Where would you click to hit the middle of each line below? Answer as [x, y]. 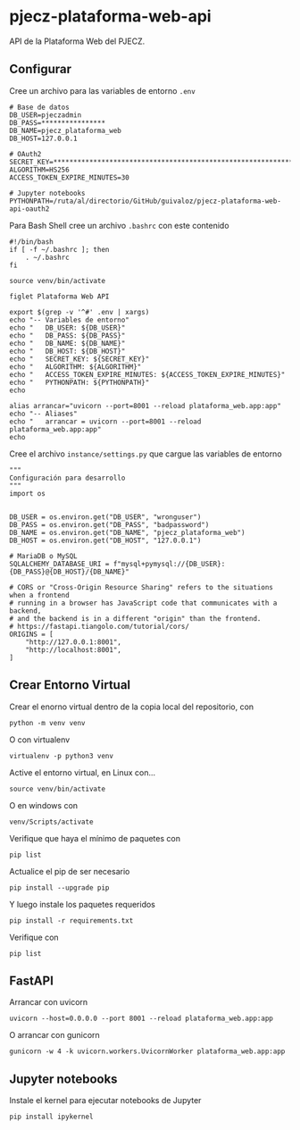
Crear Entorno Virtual [70, 685]
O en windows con [44, 805]
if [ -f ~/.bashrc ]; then [59, 249]
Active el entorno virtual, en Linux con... [83, 772]
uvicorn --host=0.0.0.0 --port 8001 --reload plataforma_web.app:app [142, 1019]
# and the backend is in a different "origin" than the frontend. [135, 618]
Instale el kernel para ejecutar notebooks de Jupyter [105, 1101]
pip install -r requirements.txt [71, 921]
